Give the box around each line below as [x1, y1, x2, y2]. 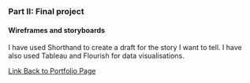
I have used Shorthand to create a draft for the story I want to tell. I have [8, 43, 242, 52]
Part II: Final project [8, 5, 84, 16]
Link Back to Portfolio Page [8, 67, 96, 76]
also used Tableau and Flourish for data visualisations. [8, 51, 185, 60]
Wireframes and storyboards [8, 25, 105, 34]
